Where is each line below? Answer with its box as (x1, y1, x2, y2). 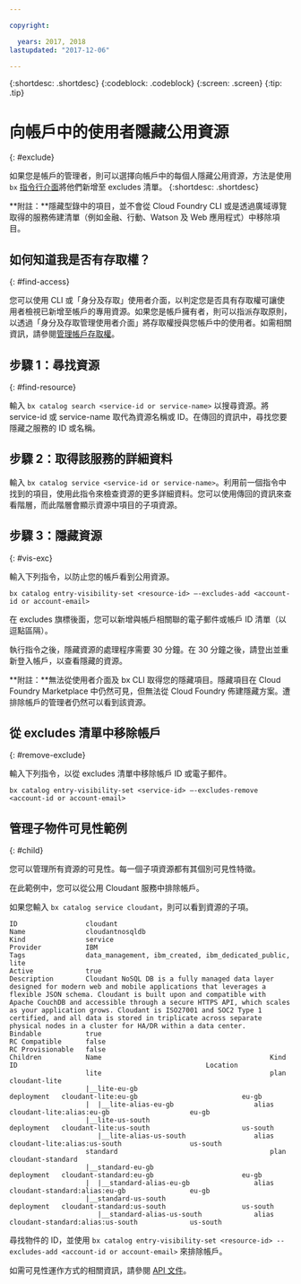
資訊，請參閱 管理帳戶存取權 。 (9, 328, 119, 339)
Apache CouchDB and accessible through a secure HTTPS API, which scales (9, 998, 291, 1008)
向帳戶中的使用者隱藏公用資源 (9, 122, 230, 142)
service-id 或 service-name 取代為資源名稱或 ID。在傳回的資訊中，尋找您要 (9, 411, 288, 422)
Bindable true (9, 1029, 102, 1039)
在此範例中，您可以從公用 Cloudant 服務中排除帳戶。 (9, 883, 204, 894)
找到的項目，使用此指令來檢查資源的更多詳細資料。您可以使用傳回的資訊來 (9, 488, 284, 499)
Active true (9, 966, 102, 976)
